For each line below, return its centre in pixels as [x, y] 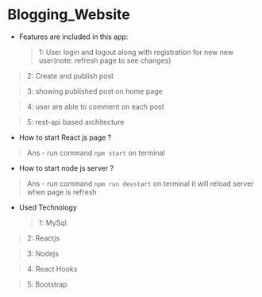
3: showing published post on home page [95, 91]
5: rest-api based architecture [75, 121]
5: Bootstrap [47, 284]
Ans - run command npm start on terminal [96, 152]
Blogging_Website [69, 15]
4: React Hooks [52, 268]
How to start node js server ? [66, 168]
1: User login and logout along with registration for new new [136, 52]
